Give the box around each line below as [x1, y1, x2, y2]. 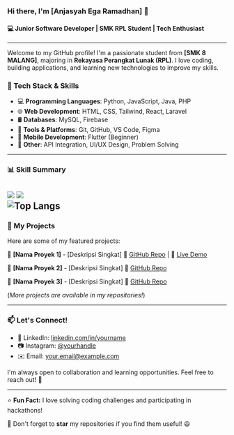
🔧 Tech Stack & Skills [7, 81, 79, 91]
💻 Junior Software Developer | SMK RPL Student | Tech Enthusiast [7, 24, 204, 32]
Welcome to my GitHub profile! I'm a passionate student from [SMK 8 [7, 49, 207, 57]
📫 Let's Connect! [7, 315, 68, 325]
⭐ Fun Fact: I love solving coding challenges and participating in [7, 396, 192, 404]
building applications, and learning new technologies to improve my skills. [7, 64, 219, 72]
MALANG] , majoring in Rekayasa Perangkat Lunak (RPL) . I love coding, [7, 56, 214, 65]
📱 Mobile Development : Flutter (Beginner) [17, 133, 139, 142]
